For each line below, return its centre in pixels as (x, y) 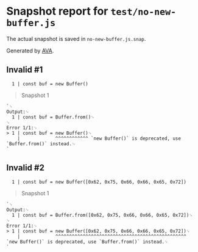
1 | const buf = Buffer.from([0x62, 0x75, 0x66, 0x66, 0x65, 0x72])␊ (102, 215)
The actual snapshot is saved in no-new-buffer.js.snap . (76, 38)
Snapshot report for (57, 11)
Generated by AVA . (30, 51)
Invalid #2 (25, 168)
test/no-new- (143, 12)
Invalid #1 (25, 70)
